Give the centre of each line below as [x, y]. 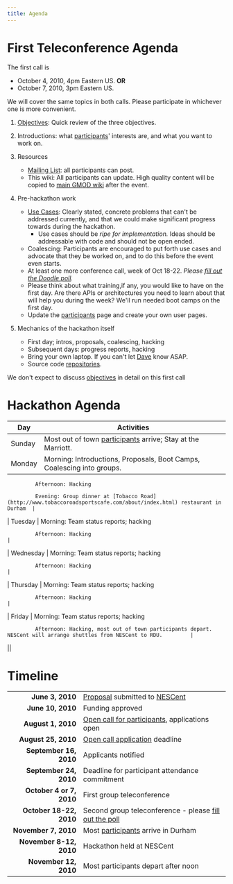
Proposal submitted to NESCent [134, 697]
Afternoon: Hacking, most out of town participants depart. [124, 629]
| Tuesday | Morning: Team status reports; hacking [79, 521]
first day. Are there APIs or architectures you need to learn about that [126, 293]
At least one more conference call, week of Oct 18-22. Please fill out [125, 271]
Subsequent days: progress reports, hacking [91, 349]
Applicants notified [114, 755]
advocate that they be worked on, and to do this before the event [120, 256]
